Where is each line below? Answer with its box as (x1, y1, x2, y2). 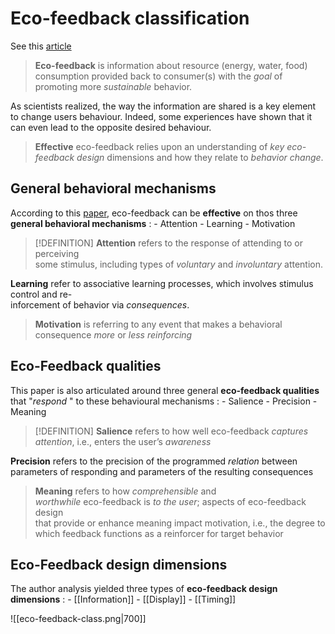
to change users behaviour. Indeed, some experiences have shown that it (10, 110, 313, 122)
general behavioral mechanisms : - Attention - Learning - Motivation (10, 217, 296, 229)
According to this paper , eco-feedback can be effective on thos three (10, 207, 298, 219)
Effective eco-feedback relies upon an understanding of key (34, 140, 285, 152)
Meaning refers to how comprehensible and (34, 485, 217, 497)
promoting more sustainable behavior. (34, 80, 193, 92)
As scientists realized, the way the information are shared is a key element (10, 100, 317, 112)
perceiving (34, 247, 80, 259)
